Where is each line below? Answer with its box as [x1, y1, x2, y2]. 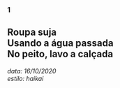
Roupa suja [7, 27, 57, 38]
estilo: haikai [7, 74, 44, 82]
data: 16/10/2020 [7, 66, 57, 75]
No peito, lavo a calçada [7, 48, 114, 60]
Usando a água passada [7, 37, 114, 50]
